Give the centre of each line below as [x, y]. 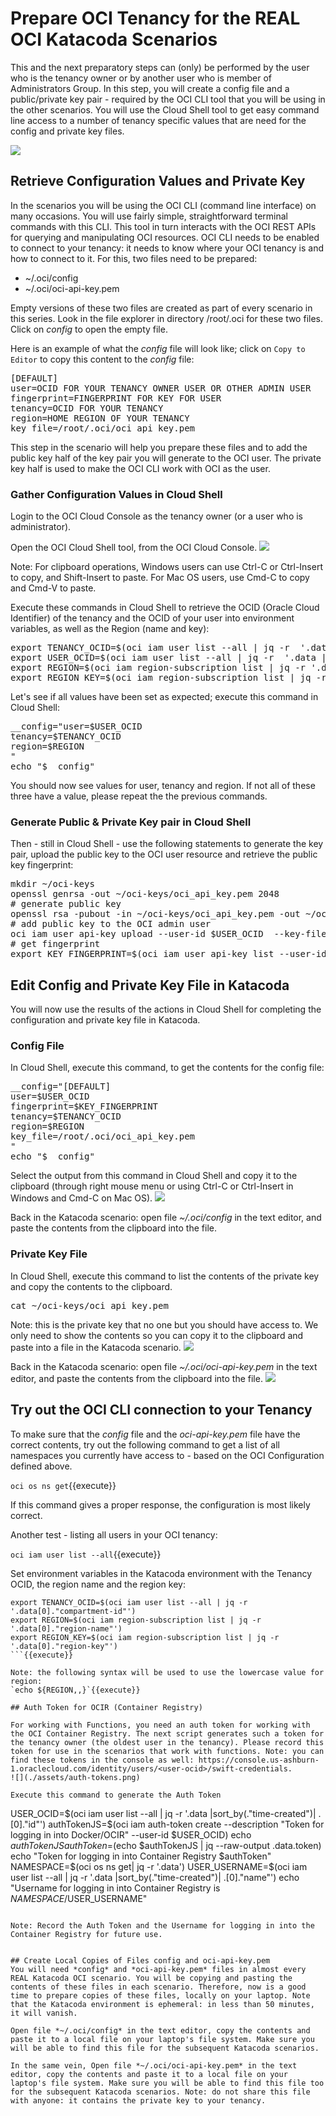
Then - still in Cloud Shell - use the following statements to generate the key [167, 844]
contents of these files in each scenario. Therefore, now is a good [158, 1987]
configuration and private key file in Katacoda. [105, 1020]
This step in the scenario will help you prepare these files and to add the [159, 447]
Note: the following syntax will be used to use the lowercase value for [167, 1672]
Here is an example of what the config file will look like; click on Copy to [158, 348]
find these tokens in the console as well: [102, 1760]
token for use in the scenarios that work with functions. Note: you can [167, 1751]
